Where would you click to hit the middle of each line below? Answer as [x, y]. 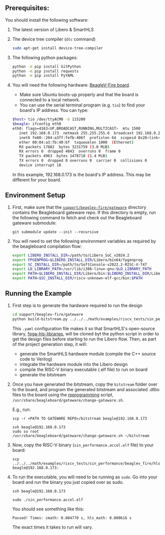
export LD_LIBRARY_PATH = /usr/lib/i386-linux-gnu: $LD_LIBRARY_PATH [82, 269]
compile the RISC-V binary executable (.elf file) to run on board [83, 369]
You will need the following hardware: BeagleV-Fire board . [71, 85]
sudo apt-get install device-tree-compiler [58, 48]
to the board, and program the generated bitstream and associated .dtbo [86, 389]
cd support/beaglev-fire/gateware [48, 314]
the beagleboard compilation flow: [47, 246]
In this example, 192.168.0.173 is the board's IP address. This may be [82, 174]
